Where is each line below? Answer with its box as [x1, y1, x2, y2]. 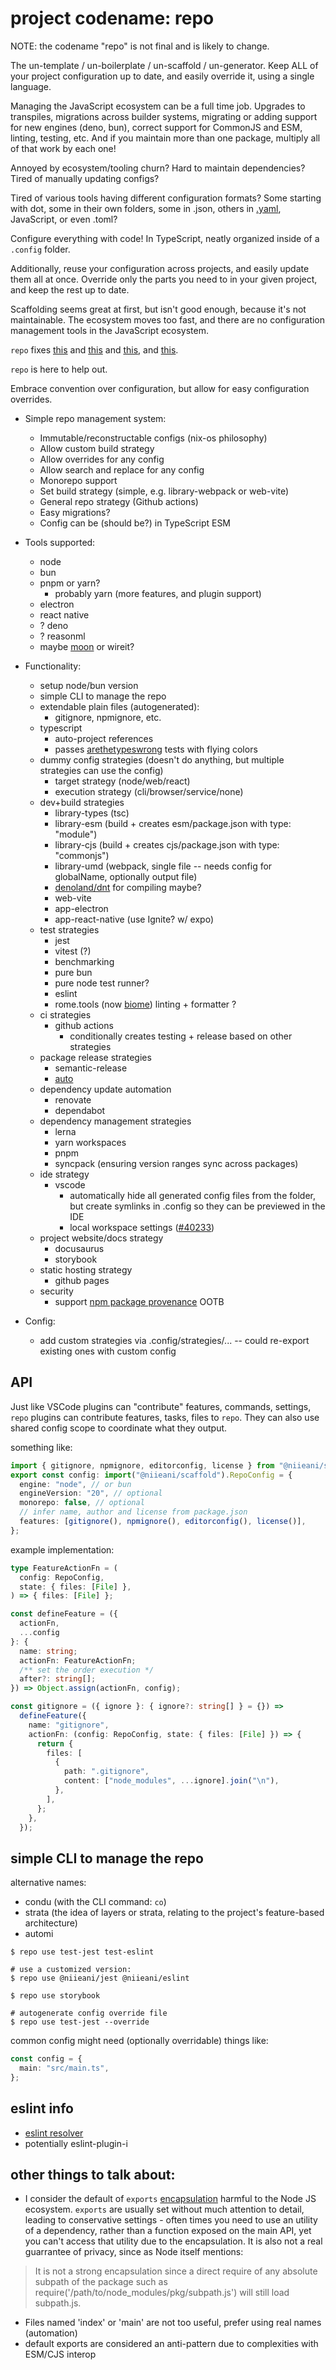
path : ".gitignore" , [63, 1767, 150, 1777]
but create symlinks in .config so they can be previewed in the [69, 1200, 326, 1212]
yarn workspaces [54, 1136, 127, 1148]
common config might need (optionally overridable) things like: [10, 2035, 269, 2047]
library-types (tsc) [54, 807, 130, 819]
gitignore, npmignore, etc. [54, 711, 162, 723]
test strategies [39, 923, 100, 936]
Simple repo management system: [24, 412, 167, 424]
